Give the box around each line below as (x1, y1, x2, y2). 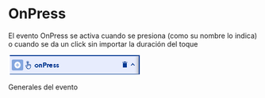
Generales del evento (8, 82, 78, 92)
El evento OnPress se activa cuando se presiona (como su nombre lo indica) (8, 31, 258, 40)
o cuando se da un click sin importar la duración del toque (8, 39, 198, 48)
